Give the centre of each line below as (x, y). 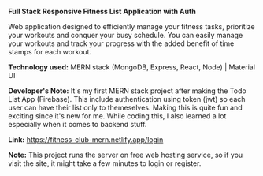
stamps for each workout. (50, 52)
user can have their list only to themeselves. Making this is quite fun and (125, 107)
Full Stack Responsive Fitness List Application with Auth (102, 11)
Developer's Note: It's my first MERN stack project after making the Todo (127, 91)
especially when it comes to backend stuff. (78, 124)
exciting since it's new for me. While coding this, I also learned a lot (117, 116)
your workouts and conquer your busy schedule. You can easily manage (126, 35)
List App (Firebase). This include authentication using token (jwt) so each (127, 99)
